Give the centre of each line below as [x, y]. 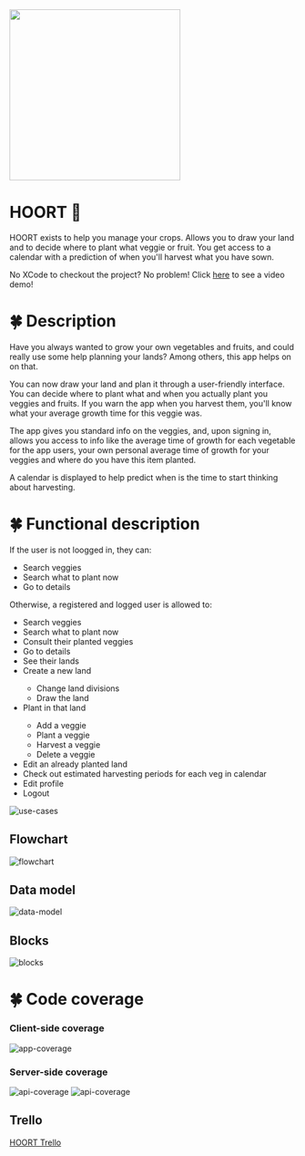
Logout [36, 793]
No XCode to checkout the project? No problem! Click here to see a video [147, 274]
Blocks [29, 940]
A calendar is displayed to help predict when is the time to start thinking [144, 477]
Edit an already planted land [75, 764]
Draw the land [62, 697]
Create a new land [57, 670]
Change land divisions [78, 688]
